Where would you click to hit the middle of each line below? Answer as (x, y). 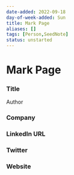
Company (21, 117)
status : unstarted (29, 40)
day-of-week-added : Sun (36, 18)
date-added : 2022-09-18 (36, 12)
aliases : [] (21, 29)
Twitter (17, 150)
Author (15, 102)
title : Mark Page (28, 23)
